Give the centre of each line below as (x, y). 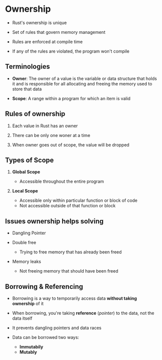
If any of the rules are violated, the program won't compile (71, 51)
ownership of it (28, 304)
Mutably (28, 352)
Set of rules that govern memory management (59, 32)
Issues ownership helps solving (54, 221)
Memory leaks (27, 262)
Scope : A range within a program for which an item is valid (71, 98)
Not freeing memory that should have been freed (69, 271)
